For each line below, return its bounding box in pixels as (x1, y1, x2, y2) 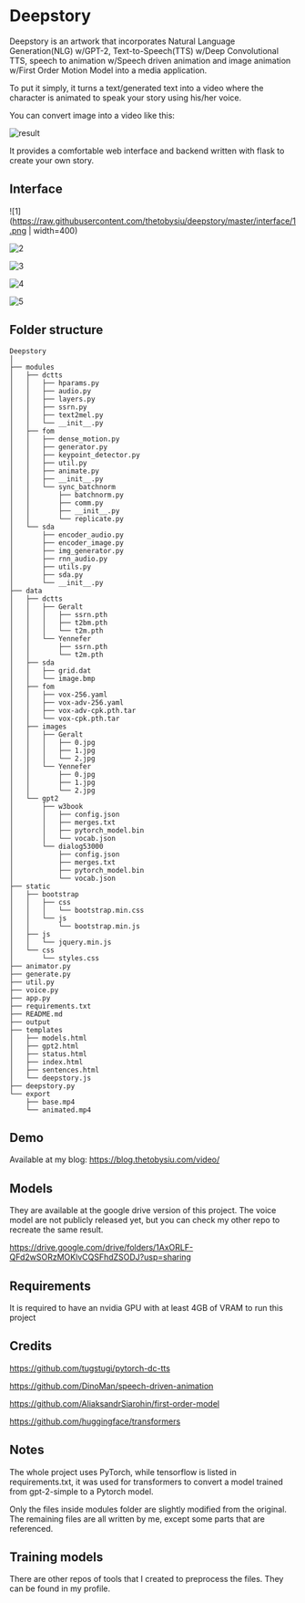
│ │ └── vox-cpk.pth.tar (9, 714, 120, 723)
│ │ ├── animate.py (9, 466, 100, 476)
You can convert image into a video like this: (9, 110, 176, 120)
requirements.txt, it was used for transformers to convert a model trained (9, 1476, 284, 1487)
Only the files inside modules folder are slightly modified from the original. (9, 1503, 287, 1514)
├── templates (9, 1025, 64, 1034)
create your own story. (9, 154, 95, 165)
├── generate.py (9, 969, 71, 979)
